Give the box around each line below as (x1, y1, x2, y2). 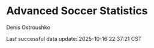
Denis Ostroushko (6, 24, 51, 31)
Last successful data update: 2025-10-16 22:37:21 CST (6, 35, 142, 42)
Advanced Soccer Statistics (6, 4, 148, 18)
